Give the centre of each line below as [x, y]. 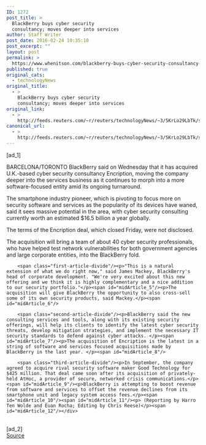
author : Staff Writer [34, 35]
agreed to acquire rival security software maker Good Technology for [98, 368]
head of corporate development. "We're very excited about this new [96, 277]
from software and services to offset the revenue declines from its [97, 389]
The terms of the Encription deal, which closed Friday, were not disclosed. [100, 230]
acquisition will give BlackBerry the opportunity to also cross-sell [98, 293]
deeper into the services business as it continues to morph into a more [96, 180]
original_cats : [26, 75]
